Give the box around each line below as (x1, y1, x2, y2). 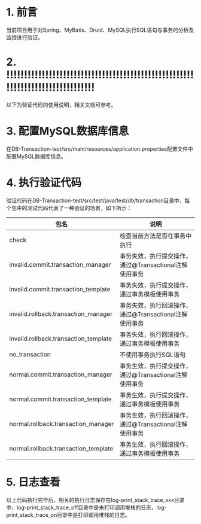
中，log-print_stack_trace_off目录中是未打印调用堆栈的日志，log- (6, 504, 167, 511)
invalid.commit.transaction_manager (9, 260, 111, 269)
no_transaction (9, 350, 51, 358)
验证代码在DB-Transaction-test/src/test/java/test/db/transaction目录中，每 (6, 197, 190, 204)
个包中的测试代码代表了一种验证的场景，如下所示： (6, 204, 132, 211)
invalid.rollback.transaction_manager (9, 309, 112, 318)
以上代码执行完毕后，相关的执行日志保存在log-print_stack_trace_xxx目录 (6, 496, 185, 503)
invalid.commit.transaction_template (9, 285, 111, 293)
